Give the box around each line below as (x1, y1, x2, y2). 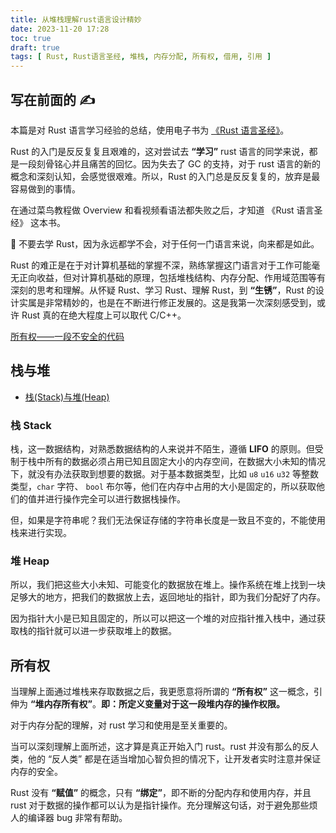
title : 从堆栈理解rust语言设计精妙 (10, 14, 142, 25)
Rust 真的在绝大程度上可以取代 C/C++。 (21, 309, 187, 321)
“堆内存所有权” (29, 698, 93, 710)
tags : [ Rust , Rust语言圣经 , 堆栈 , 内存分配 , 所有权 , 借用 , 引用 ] (10, 52, 272, 62)
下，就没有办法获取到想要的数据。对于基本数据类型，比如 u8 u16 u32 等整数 (10, 468, 320, 480)
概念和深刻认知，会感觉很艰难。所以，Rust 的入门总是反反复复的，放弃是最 (10, 170, 321, 182)
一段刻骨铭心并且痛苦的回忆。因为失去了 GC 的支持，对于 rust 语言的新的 (18, 157, 321, 170)
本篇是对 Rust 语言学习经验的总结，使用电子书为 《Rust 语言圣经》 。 (10, 124, 290, 136)
